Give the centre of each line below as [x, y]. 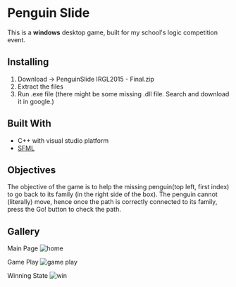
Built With [29, 123]
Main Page [23, 248]
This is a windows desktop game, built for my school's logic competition [113, 32]
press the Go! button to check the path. [64, 210]
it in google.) [36, 101]
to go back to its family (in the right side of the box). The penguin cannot [113, 194]
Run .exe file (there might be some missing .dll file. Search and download [123, 94]
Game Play [23, 262]
